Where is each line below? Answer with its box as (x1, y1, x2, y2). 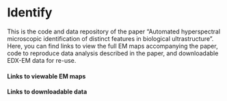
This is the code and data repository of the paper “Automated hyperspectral (7, 27, 221, 35)
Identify (7, 5, 53, 20)
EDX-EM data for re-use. (7, 56, 77, 64)
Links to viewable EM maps (7, 72, 86, 80)
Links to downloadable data (7, 87, 88, 96)
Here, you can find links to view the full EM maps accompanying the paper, (7, 42, 218, 50)
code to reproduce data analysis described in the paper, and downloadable (7, 49, 219, 57)
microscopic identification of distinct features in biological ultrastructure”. (7, 34, 214, 42)
